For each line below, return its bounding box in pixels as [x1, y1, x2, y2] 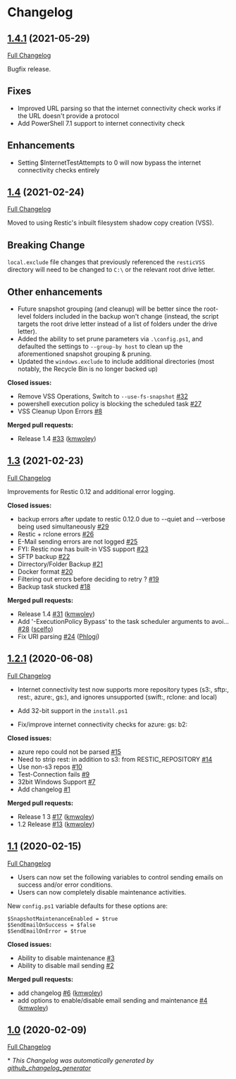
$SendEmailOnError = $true [7, 927, 87, 935]
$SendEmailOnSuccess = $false [7, 921, 97, 928]
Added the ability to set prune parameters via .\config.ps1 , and [17, 335, 203, 343]
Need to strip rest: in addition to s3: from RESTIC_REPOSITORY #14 [17, 755, 213, 763]
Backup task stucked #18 [17, 582, 91, 591]
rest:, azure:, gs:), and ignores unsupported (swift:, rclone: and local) [17, 692, 218, 701]
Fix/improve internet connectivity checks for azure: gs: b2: [17, 720, 188, 729]
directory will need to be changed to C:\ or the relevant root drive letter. [7, 266, 216, 274]
